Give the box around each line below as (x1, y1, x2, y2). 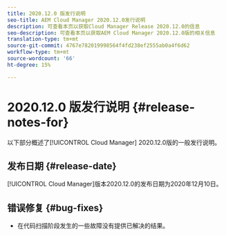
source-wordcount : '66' (7, 55, 76, 62)
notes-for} (7, 115, 69, 130)
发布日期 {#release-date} (7, 160, 117, 172)
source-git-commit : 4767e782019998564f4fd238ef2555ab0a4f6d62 (7, 42, 190, 49)
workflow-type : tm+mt (7, 49, 70, 56)
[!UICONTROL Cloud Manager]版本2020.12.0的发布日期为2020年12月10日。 (7, 180, 223, 188)
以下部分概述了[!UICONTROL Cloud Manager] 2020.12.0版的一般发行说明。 (7, 138, 221, 146)
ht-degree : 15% (7, 61, 51, 68)
